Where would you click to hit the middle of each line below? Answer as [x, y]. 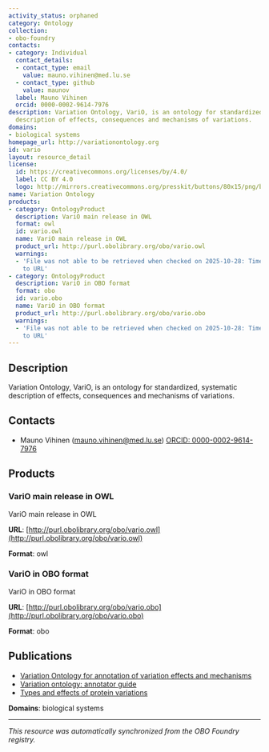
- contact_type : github [55, 82]
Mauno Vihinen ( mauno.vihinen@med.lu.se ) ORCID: [105, 440]
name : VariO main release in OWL [71, 239]
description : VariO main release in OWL [84, 217]
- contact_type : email [53, 68]
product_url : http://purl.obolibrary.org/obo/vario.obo [110, 313]
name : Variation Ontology [51, 194]
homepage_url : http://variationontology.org [84, 142]
